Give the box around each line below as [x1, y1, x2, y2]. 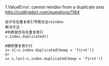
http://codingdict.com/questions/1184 [5, 9, 80, 15]
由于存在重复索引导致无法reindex [5, 19, 64, 24]
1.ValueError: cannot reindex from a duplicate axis [5, 4, 104, 10]
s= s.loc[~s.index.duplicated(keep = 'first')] [5, 56, 103, 61]
